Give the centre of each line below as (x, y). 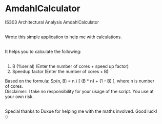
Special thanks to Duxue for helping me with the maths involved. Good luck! (81, 111)
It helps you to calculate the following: (43, 51)
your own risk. (20, 97)
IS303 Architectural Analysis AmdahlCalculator (52, 22)
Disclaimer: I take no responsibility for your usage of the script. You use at (79, 91)
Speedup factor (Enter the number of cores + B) (60, 71)
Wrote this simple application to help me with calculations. (63, 37)
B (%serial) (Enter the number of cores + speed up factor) (70, 66)
